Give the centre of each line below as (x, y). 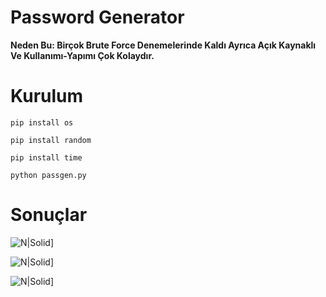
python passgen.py (48, 175)
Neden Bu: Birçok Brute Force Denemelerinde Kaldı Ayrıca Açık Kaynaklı (163, 45)
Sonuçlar (49, 215)
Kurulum (47, 96)
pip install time (46, 157)
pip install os (42, 122)
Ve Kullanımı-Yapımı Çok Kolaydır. (82, 55)
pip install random (51, 140)
